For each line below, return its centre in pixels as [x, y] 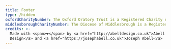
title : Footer [20, 10]
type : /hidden [20, 15]
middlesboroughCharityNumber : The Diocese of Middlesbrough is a [76, 24]
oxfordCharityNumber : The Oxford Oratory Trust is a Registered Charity [84, 19]
